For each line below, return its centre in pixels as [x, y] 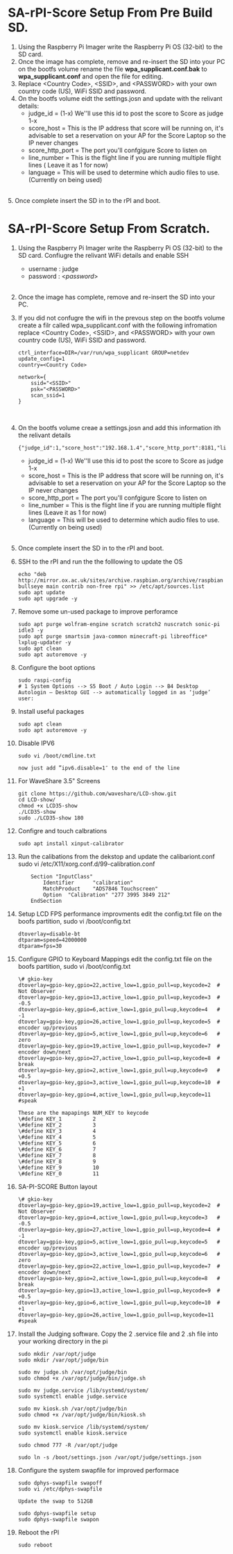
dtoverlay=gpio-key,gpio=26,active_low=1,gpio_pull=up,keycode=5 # [119, 1022]
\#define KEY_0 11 [58, 1173]
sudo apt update [41, 592]
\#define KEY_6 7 [57, 1149]
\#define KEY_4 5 [57, 1137]
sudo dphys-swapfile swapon [58, 1519]
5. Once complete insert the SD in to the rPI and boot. [84, 200]
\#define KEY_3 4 [57, 1131]
